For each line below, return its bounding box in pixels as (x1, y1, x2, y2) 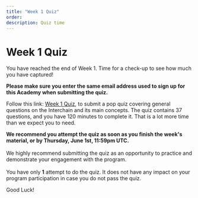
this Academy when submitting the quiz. (6, 89, 108, 96)
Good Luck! (6, 186, 34, 193)
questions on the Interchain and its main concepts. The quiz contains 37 (6, 107, 183, 114)
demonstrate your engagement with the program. (6, 156, 127, 163)
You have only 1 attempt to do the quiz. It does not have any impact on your (6, 168, 190, 175)
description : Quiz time (6, 20, 65, 25)
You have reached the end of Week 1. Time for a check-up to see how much (6, 65, 191, 72)
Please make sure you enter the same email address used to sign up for (6, 82, 186, 90)
